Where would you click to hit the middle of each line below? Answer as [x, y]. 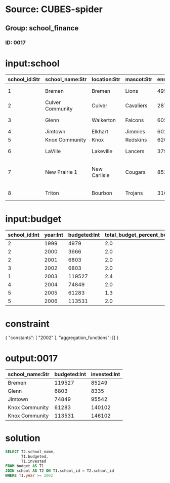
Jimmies [135, 132]
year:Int [54, 235]
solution [23, 438]
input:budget [33, 219]
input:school [32, 63]
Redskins [136, 140]
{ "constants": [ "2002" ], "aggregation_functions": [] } [62, 338]
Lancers [135, 152]
